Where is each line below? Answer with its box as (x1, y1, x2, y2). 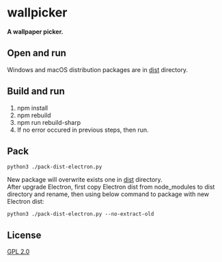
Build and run (7, 86, 65, 97)
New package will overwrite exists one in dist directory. (7, 176, 163, 184)
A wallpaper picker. (7, 27, 64, 36)
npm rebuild (16, 111, 51, 119)
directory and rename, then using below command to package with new (7, 190, 210, 198)
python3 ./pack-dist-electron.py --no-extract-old (7, 211, 154, 217)
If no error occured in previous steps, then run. (16, 126, 149, 134)
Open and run (7, 47, 67, 59)
